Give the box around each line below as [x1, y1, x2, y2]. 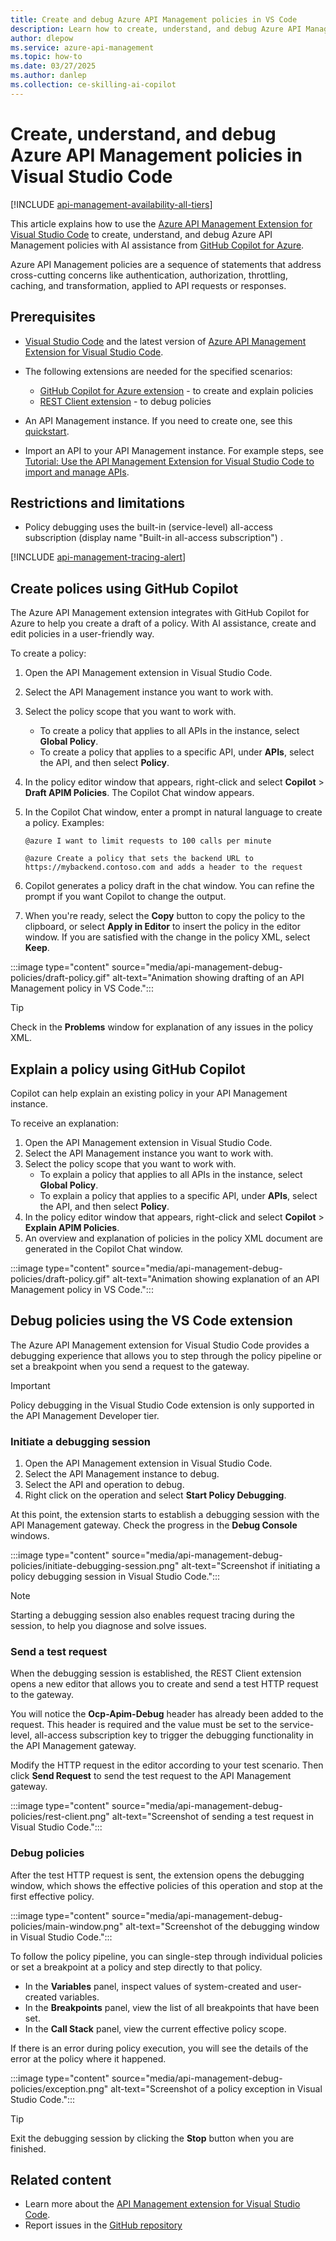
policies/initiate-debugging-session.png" [10, 1560, 180, 1572]
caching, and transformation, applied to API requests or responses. [10, 279, 287, 291]
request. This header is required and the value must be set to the [10, 1719, 278, 1731]
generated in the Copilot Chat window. [24, 1242, 183, 1255]
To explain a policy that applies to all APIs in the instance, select [39, 1168, 303, 1180]
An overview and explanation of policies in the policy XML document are [24, 1232, 323, 1244]
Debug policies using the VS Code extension [10, 1312, 293, 1330]
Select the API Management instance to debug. [24, 1468, 220, 1480]
